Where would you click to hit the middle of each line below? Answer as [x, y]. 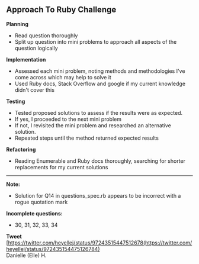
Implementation [26, 59]
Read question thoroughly [46, 36]
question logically [36, 48]
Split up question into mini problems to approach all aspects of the [96, 41]
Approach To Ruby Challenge [61, 10]
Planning [17, 24]
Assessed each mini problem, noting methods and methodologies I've [100, 71]
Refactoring [21, 149]
